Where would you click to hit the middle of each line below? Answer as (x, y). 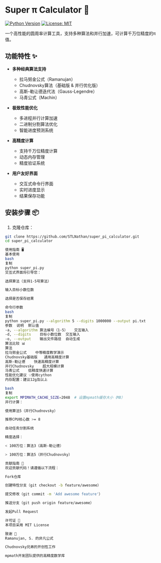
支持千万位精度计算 (38, 151)
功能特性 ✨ (21, 56)
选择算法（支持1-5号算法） (28, 281)
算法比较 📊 (15, 344)
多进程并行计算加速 (38, 118)
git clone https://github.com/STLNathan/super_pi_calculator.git (72, 237)
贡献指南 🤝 (15, 463)
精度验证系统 (32, 163)
